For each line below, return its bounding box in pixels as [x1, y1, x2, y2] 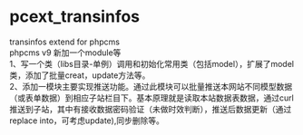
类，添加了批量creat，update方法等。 [9, 70, 151, 81]
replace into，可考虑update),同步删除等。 [9, 115, 165, 126]
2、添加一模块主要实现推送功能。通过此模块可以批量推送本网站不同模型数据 [9, 81, 293, 92]
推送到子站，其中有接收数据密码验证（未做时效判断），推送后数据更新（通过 [9, 103, 292, 114]
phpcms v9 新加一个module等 [9, 47, 122, 58]
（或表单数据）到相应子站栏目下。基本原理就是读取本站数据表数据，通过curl [9, 92, 295, 103]
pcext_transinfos [9, 6, 141, 27]
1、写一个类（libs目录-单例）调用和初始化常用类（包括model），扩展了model [9, 58, 295, 69]
